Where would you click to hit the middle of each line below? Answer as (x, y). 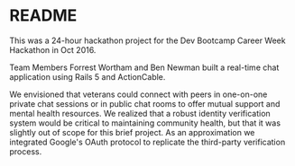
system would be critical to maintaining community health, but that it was (145, 123)
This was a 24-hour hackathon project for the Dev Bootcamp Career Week (147, 40)
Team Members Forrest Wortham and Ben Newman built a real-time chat (144, 67)
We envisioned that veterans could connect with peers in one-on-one (138, 94)
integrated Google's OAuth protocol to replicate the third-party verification (147, 142)
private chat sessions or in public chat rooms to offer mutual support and (145, 103)
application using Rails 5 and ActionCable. (88, 76)
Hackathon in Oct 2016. (53, 49)
